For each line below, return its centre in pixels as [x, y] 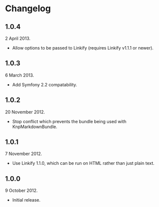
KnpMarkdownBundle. [35, 127]
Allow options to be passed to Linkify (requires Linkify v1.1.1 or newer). [83, 48]
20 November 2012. [25, 112]
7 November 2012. [24, 154]
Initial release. [26, 200]
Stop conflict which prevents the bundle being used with [69, 121]
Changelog [28, 9]
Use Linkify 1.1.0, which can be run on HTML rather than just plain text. [83, 163]
